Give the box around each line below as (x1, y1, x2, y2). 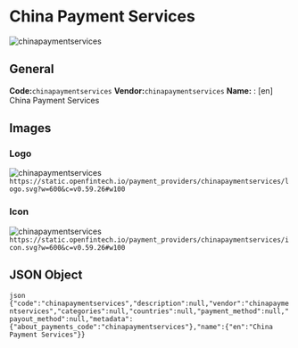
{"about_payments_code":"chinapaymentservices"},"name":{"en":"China (9, 322, 274, 331)
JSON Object (9, 268, 83, 283)
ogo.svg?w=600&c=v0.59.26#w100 (9, 185, 126, 194)
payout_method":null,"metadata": (9, 314, 134, 323)
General (9, 62, 55, 77)
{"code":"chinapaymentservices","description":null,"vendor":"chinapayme (9, 299, 290, 308)
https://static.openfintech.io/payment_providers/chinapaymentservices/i (9, 235, 290, 244)
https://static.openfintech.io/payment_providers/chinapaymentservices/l (9, 177, 290, 186)
